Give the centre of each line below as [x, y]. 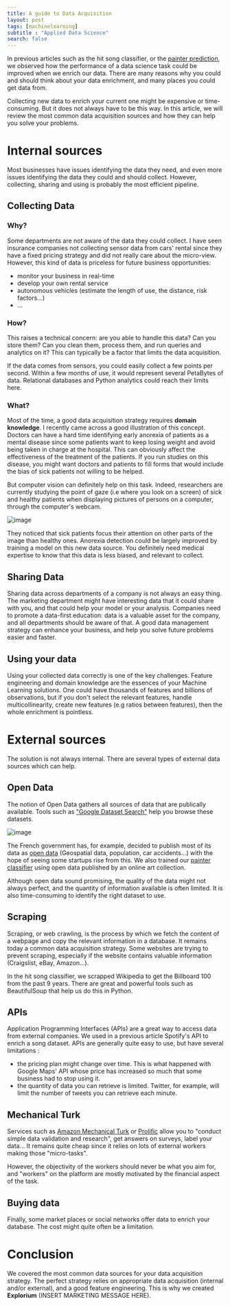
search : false [27, 39]
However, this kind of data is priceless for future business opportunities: [109, 263]
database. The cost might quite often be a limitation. [81, 1226]
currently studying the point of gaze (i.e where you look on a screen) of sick [114, 492]
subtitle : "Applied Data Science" [58, 33]
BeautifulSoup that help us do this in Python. [70, 990]
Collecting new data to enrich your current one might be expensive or [105, 101]
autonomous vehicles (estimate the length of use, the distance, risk [112, 290]
